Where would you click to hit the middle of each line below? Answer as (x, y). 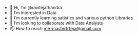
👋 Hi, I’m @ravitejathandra (36, 8)
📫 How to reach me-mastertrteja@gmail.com (55, 28)
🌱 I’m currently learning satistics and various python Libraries (71, 18)
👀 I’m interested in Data (33, 13)
